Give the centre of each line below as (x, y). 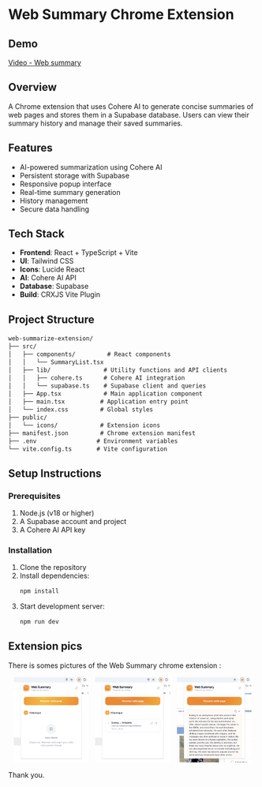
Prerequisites (34, 496)
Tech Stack (36, 234)
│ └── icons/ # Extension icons (84, 425)
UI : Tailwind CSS (47, 261)
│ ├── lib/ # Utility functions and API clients (118, 370)
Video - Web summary (45, 62)
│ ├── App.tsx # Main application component (105, 394)
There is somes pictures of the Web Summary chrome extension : (115, 665)
